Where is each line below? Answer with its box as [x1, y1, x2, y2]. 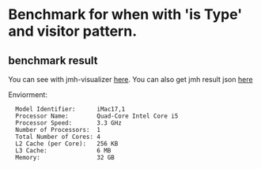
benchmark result [8, 54, 98, 67]
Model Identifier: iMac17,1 [15, 105, 126, 113]
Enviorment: [8, 90, 47, 100]
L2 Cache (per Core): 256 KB [15, 140, 119, 148]
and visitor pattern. [8, 22, 137, 40]
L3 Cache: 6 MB [15, 147, 112, 155]
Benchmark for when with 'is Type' [8, 6, 243, 24]
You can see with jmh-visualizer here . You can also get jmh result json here [8, 75, 253, 84]
